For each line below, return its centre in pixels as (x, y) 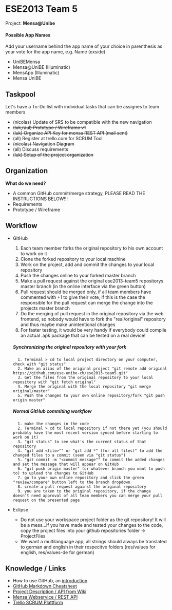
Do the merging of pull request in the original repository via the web (92, 313)
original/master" (31, 391)
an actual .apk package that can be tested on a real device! (83, 335)
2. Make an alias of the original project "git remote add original (92, 368)
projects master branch (45, 308)
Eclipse (21, 509)
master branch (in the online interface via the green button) (83, 286)
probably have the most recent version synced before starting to (85, 433)
